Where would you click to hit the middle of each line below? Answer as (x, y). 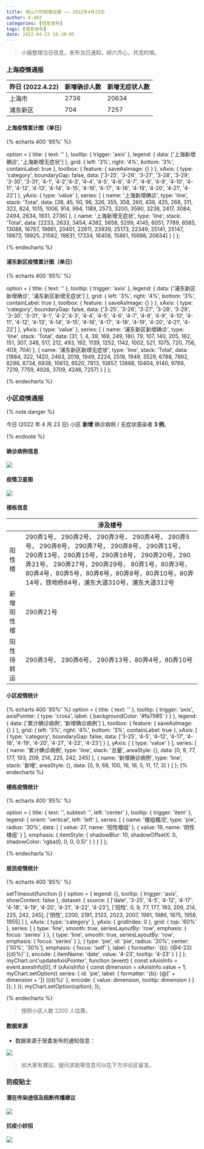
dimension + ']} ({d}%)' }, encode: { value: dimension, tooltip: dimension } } (100, 980)
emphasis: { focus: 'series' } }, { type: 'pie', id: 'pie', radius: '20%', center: (98, 941)
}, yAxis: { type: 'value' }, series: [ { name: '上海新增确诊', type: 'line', (103, 195)
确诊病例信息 (22, 451)
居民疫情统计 (22, 868)
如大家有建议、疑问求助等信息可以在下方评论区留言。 (88, 1065)
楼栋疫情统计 (22, 787)
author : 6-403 (24, 18)
